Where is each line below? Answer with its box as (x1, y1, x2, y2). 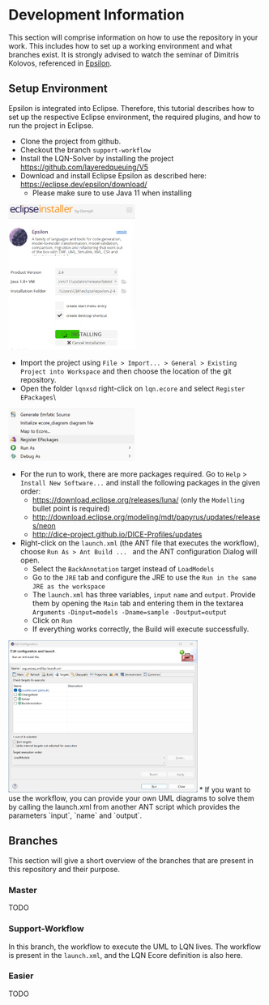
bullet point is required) (32, 504, 111, 514)
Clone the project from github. (19, 136, 122, 146)
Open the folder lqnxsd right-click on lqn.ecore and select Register (19, 383, 246, 394)
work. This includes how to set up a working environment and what (8, 41, 233, 50)
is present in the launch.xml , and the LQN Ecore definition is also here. (8, 950, 243, 960)
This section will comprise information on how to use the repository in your (8, 32, 258, 42)
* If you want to (199, 785, 251, 795)
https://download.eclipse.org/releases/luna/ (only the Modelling (32, 495, 245, 505)
